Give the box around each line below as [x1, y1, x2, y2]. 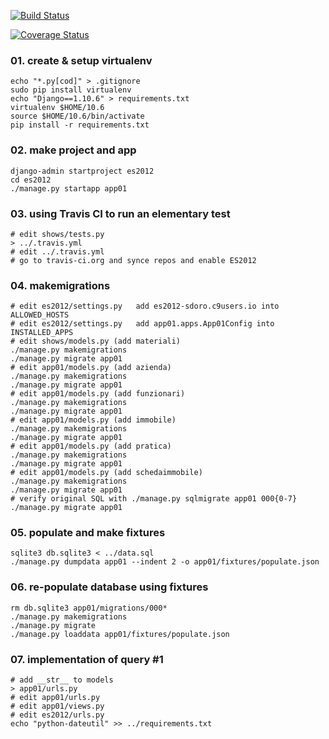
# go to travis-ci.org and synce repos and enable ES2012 [10, 255, 257, 265]
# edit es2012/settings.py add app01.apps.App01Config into [10, 319, 275, 329]
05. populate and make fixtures [10, 526, 166, 540]
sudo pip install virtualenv [10, 85, 132, 95]
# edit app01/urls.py [10, 693, 101, 703]
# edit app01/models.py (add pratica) [10, 441, 172, 452]
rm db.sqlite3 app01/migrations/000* [10, 603, 168, 613]
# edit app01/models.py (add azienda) [10, 363, 172, 373]
